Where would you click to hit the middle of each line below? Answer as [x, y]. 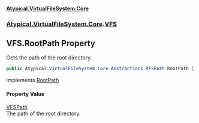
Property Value [25, 94]
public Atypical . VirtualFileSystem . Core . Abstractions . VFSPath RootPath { [100, 69]
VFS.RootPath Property [51, 43]
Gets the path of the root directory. [49, 58]
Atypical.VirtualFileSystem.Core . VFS [61, 24]
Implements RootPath [33, 80]
